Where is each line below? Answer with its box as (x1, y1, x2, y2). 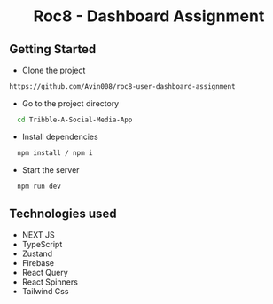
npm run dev (17, 182, 62, 191)
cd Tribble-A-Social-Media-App (17, 115, 133, 124)
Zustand (21, 248, 53, 259)
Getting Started (9, 42, 97, 57)
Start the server (21, 164, 80, 175)
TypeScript (21, 239, 63, 250)
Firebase (21, 258, 55, 269)
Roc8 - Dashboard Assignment (33, 6, 265, 27)
